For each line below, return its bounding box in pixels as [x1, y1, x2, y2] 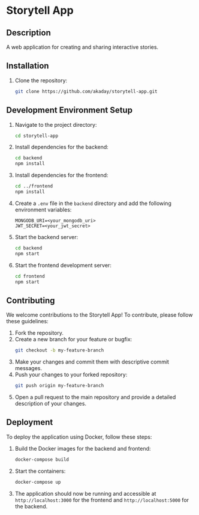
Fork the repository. [14, 329, 64, 337]
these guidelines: [6, 318, 49, 325]
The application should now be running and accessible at [14, 490, 156, 497]
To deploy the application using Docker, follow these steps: [6, 433, 152, 440]
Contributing [6, 295, 55, 305]
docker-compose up [14, 479, 61, 485]
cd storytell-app [14, 133, 59, 139]
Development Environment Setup [6, 105, 133, 115]
